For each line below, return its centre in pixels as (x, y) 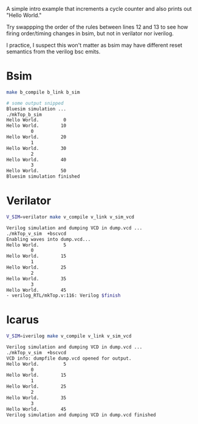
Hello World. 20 (36, 137)
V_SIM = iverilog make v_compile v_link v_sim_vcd (69, 336)
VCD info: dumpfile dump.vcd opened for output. (69, 358)
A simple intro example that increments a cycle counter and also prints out (99, 9)
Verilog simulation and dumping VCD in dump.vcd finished (81, 415)
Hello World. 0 (36, 120)
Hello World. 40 (36, 160)
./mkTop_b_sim (24, 115)
